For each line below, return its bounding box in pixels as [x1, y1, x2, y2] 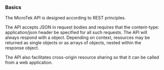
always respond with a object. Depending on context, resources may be [5, 35, 150, 40]
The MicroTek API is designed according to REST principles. [5, 15, 126, 21]
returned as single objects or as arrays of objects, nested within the [5, 40, 141, 46]
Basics [5, 4, 22, 11]
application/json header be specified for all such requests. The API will [5, 30, 148, 35]
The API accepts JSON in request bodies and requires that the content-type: [5, 24, 159, 30]
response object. [5, 45, 39, 51]
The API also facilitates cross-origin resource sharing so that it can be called [5, 54, 159, 60]
